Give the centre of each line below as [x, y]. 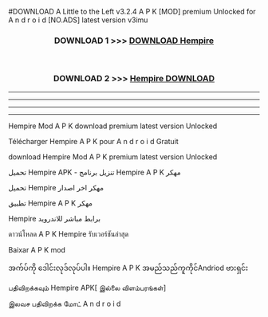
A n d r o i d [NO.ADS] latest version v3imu [78, 20]
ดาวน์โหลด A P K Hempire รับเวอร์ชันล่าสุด [69, 233]
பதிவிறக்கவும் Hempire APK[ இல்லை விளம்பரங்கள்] [87, 288]
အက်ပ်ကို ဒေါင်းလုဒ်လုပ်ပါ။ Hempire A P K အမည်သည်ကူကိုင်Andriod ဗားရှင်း [128, 268]
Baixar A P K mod [37, 249]
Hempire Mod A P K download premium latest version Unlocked [113, 126]
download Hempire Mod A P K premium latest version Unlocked [113, 157]
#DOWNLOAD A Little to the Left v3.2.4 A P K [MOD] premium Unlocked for [132, 12]
